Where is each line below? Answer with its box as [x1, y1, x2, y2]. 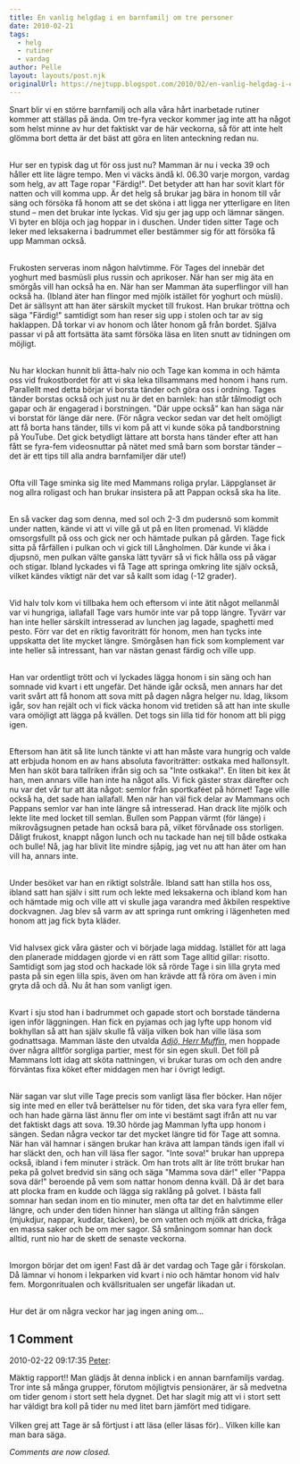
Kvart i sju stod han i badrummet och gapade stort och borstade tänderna [9, 1006, 280, 1017]
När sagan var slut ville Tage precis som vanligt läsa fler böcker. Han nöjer [9, 1090, 283, 1101]
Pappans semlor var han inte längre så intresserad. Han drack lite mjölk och [9, 803, 287, 813]
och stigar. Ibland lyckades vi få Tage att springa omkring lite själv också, [9, 560, 279, 572]
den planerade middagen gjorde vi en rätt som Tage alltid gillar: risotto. [9, 951, 271, 962]
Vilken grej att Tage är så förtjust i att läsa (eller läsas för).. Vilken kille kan [9, 1420, 281, 1431]
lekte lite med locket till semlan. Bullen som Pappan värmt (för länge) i [9, 812, 266, 823]
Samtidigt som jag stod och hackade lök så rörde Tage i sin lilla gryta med [9, 961, 281, 972]
